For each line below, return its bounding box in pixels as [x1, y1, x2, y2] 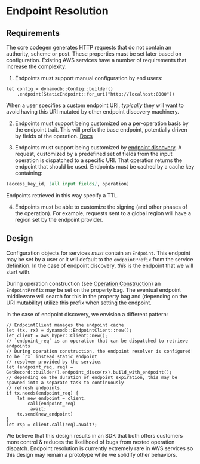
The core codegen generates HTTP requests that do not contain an [6, 44, 172, 51]
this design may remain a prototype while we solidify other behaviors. [6, 451, 177, 458]
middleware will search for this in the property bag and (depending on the [6, 292, 188, 300]
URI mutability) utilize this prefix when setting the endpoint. [6, 299, 152, 306]
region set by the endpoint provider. [14, 216, 103, 223]
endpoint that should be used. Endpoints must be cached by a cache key [14, 163, 195, 170]
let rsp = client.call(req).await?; [6, 422, 97, 428]
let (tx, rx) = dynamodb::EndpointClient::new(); [6, 327, 133, 333]
